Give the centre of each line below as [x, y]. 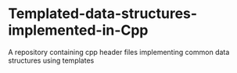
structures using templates [51, 60]
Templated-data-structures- [103, 14]
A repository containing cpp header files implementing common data [119, 52]
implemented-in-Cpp [78, 30]
